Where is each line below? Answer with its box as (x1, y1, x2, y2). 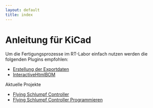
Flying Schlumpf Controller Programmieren (12, 97, 103, 103)
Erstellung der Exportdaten (12, 66, 69, 72)
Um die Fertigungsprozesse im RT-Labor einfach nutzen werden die (5, 51, 148, 57)
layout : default (5, 7, 40, 13)
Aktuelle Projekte (5, 82, 41, 88)
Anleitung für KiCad (5, 34, 91, 46)
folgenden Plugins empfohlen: (5, 57, 69, 63)
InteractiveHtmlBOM (12, 72, 56, 78)
